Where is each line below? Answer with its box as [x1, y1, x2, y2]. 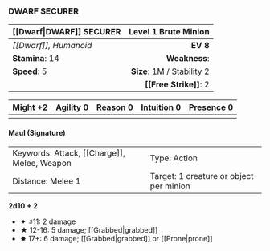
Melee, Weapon [12, 157, 72, 168]
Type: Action [149, 152, 198, 164]
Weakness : [166, 53, 211, 64]
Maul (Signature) [8, 128, 66, 137]
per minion [149, 180, 190, 192]
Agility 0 [55, 102, 89, 113]
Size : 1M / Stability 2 [130, 66, 211, 77]
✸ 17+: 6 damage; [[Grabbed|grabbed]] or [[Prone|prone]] [19, 233, 213, 243]
